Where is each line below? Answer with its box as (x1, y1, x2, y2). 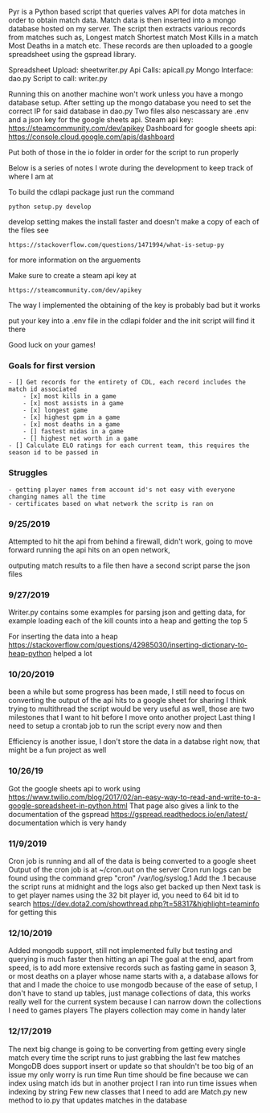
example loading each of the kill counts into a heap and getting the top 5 (8, 616, 248, 626)
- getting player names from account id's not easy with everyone (8, 486, 235, 494)
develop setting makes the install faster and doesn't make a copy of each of (8, 217, 260, 226)
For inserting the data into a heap (8, 631, 118, 642)
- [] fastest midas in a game (22, 428, 125, 436)
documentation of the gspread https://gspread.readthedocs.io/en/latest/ (8, 809, 248, 819)
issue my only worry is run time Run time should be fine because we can (8, 1070, 249, 1079)
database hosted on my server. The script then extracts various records (8, 24, 247, 33)
